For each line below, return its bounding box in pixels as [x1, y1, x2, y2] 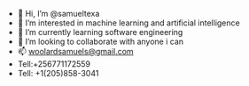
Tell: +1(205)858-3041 [17, 68, 99, 78]
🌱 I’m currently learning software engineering [17, 27, 183, 37]
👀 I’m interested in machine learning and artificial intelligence [17, 18, 241, 28]
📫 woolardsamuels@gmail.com [17, 47, 135, 56]
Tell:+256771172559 [17, 59, 91, 69]
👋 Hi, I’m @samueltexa [17, 9, 100, 18]
